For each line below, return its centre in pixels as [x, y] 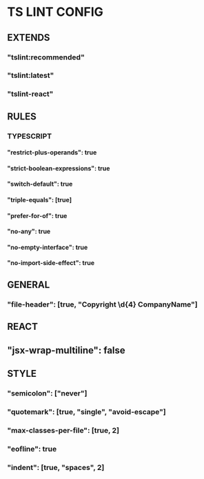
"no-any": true [29, 231]
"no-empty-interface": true [48, 247]
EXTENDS [29, 38]
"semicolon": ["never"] [47, 393]
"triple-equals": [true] [40, 200]
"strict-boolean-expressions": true [59, 168]
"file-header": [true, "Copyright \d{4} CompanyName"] [102, 304]
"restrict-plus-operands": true [52, 153]
